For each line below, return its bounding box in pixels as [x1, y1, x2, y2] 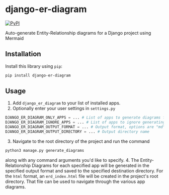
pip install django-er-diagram [5, 73, 71, 78]
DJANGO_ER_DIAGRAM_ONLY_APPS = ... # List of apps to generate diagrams [5, 115, 161, 120]
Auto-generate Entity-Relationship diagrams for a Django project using [5, 30, 151, 36]
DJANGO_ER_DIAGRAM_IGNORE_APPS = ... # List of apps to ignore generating [5, 120, 165, 125]
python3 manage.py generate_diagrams [5, 148, 84, 153]
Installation [5, 50, 41, 58]
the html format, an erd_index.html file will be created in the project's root [5, 173, 158, 179]
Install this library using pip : [5, 63, 63, 69]
